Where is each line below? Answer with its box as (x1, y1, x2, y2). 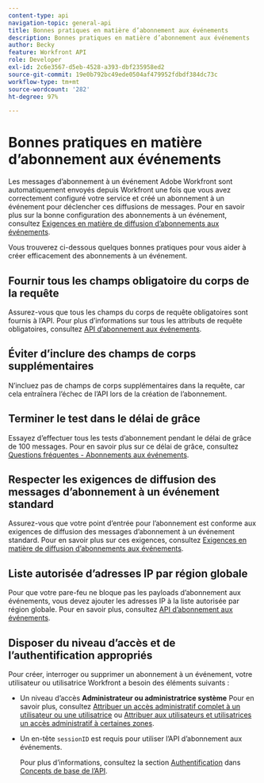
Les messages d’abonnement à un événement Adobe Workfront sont (8, 177, 233, 186)
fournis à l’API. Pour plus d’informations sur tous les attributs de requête (8, 316, 243, 325)
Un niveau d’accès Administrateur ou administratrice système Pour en (19, 693, 255, 703)
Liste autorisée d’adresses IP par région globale (8, 567, 248, 580)
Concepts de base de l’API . (19, 766, 109, 776)
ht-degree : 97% (8, 93, 59, 101)
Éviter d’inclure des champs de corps (8, 347, 197, 361)
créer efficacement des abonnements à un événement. (8, 251, 188, 261)
